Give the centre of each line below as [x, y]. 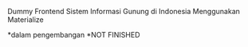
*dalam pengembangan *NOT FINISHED [74, 35]
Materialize [26, 20]
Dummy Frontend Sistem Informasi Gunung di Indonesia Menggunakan [124, 11]
